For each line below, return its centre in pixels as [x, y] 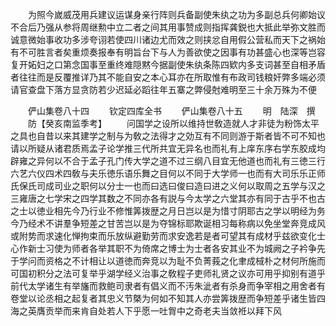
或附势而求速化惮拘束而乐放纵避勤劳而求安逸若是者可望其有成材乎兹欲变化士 [168, 236]
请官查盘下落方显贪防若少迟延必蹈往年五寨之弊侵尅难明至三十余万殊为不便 [163, 89]
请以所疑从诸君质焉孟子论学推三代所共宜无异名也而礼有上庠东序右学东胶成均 [168, 148]
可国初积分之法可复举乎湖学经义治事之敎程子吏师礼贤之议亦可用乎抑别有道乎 [168, 273]
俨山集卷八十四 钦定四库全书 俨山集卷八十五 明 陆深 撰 [171, 111]
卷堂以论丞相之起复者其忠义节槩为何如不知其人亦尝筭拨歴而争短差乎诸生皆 [163, 298]
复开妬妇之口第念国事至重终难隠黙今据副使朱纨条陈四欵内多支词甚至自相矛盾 [168, 64]
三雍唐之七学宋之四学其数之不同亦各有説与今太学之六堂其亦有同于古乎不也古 [168, 198]
